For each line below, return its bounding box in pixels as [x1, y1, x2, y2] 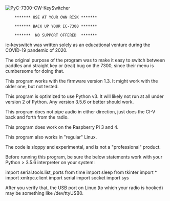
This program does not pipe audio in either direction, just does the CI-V [5, 109, 156, 115]
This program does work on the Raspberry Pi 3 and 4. [5, 124, 119, 130]
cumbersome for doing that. [5, 68, 65, 74]
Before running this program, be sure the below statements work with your [5, 154, 163, 160]
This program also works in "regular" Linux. [5, 134, 97, 140]
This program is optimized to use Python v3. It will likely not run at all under [5, 93, 164, 99]
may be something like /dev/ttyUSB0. [5, 190, 83, 196]
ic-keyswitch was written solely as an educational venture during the [5, 42, 151, 48]
